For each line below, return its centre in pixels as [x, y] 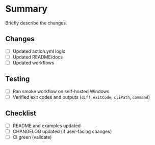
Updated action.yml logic [39, 51]
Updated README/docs [37, 57]
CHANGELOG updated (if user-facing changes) [62, 131]
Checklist [21, 113]
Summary [26, 9]
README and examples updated [47, 126]
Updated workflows [33, 63]
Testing [18, 79]
